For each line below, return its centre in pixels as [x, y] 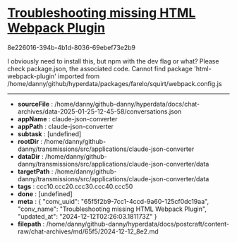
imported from [79, 76]
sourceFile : [35, 104]
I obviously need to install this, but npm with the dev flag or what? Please [113, 61]
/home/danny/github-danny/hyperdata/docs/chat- [127, 104]
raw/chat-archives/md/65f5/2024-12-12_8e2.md [88, 231]
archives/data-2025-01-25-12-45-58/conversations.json [99, 111]
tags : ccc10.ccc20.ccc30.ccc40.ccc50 [75, 186]
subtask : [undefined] [49, 134]
